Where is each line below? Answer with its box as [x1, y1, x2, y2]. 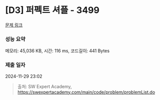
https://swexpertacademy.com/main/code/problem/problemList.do [17, 89, 155, 95]
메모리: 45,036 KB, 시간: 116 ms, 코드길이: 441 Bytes [5, 48, 110, 54]
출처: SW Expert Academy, [17, 83, 72, 90]
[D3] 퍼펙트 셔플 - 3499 [5, 4, 100, 16]
